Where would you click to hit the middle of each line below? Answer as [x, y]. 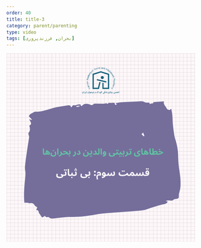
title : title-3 [26, 19]
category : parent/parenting [42, 26]
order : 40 [19, 13]
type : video [21, 32]
